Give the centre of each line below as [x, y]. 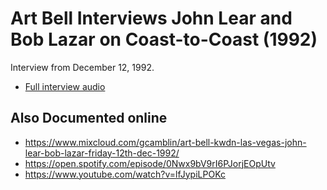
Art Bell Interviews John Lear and [151, 18]
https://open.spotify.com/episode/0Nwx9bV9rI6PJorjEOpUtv [150, 163]
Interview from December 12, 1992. [82, 67]
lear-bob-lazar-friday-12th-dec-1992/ [102, 153]
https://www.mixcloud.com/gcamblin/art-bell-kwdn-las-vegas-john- [165, 142]
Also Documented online [89, 118]
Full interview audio [65, 86]
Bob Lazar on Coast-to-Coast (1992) [164, 39]
